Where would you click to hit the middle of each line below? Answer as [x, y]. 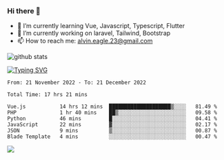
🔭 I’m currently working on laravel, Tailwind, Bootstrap [94, 33]
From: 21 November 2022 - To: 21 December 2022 [77, 83]
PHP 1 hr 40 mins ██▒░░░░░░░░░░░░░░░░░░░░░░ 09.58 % [112, 113]
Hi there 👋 [24, 11]
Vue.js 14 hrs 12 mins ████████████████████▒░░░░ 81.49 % [112, 107]
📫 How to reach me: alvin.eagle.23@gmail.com [85, 41]
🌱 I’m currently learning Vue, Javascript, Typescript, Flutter [101, 26]
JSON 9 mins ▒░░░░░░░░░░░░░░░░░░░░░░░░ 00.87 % [112, 131]
